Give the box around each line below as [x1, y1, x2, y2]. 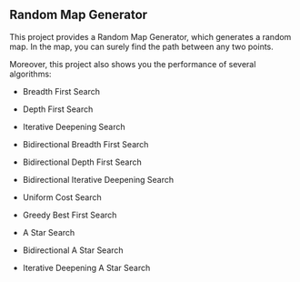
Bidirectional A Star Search [22, 245, 125, 256]
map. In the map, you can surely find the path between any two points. [9, 41, 275, 52]
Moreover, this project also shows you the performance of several [9, 58, 256, 69]
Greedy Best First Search [22, 209, 117, 220]
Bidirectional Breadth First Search [22, 138, 149, 149]
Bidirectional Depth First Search [22, 156, 143, 167]
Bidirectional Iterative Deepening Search [22, 174, 175, 185]
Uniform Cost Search [22, 191, 102, 203]
